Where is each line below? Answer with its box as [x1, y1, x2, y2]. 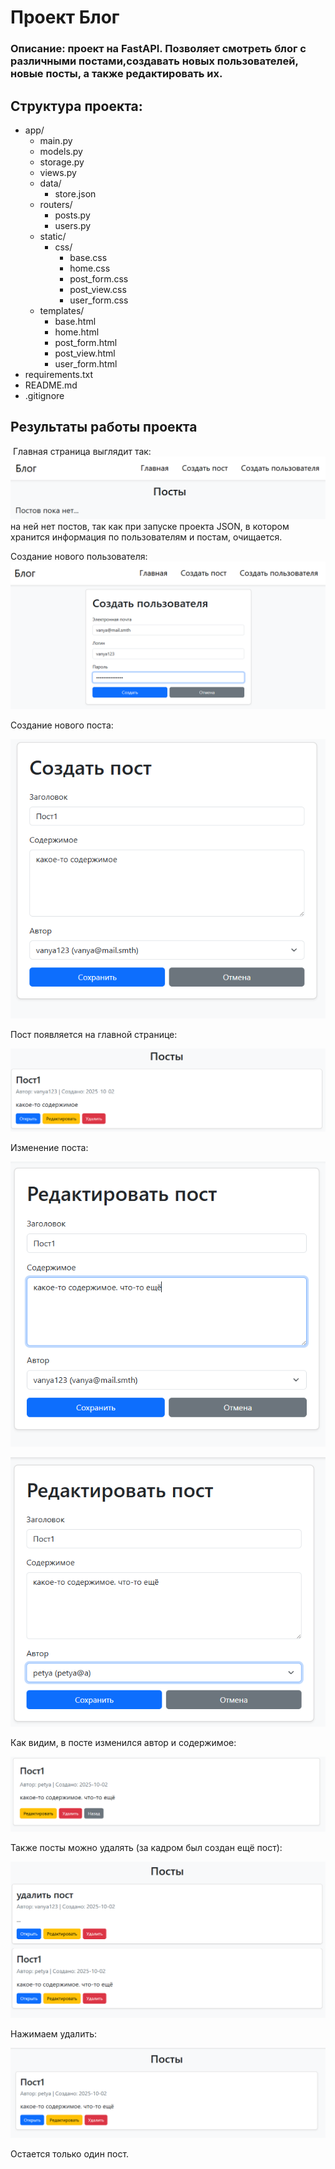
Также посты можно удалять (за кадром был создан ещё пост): [10, 1842, 283, 1854]
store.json [54, 187, 97, 200]
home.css [69, 262, 111, 274]
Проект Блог [10, 6, 120, 29]
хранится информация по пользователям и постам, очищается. [10, 531, 283, 543]
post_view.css [69, 283, 127, 295]
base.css [69, 251, 108, 263]
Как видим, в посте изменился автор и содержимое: [10, 1736, 237, 1748]
